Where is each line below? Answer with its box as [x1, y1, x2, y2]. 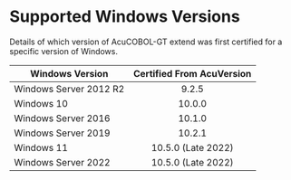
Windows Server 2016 [14, 111, 111, 124]
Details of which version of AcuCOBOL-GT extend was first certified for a [9, 36, 283, 47]
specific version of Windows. [9, 45, 118, 56]
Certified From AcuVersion [132, 67, 252, 80]
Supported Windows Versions [9, 6, 240, 27]
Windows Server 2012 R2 [14, 82, 125, 95]
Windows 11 [14, 141, 68, 154]
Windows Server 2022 [14, 156, 111, 168]
